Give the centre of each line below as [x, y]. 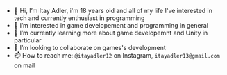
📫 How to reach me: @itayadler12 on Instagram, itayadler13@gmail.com [117, 55]
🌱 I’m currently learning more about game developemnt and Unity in [111, 33]
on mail [24, 65]
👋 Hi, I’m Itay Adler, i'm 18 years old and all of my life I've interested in [113, 11]
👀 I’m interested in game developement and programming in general [111, 25]
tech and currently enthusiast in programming [79, 18]
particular [27, 40]
